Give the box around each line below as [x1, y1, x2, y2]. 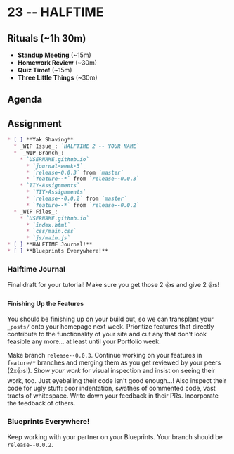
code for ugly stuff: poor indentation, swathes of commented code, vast [7, 384, 216, 393]
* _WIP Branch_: [13, 149, 65, 156]
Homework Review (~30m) [17, 58, 97, 67]
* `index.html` [25, 221, 71, 229]
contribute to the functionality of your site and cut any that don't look [7, 330, 207, 339]
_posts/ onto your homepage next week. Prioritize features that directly [7, 322, 214, 331]
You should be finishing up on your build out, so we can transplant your [7, 315, 214, 324]
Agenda [7, 94, 43, 106]
